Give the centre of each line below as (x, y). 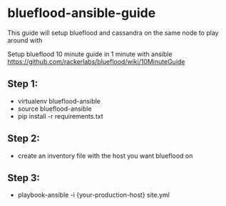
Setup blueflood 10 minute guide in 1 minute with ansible (90, 54)
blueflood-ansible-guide (82, 13)
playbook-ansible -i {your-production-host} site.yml (93, 195)
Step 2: (24, 139)
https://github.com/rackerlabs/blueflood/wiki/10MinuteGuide (96, 61)
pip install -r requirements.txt (60, 116)
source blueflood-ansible (55, 109)
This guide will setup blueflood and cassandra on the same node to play (113, 33)
